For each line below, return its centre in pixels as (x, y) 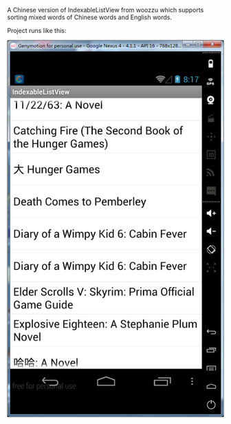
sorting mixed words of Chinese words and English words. (90, 17)
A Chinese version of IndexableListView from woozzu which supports (106, 10)
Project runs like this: (37, 31)
